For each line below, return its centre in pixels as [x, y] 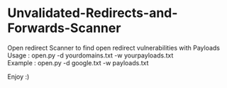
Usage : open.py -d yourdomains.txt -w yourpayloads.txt [90, 55]
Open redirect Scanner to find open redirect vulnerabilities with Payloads [113, 48]
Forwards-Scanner [64, 28]
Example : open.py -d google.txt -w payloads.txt [78, 62]
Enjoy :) [18, 77]
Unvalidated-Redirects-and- [93, 13]
